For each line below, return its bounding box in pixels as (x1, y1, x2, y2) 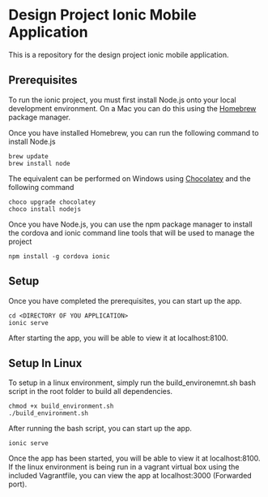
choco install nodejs (8, 205, 82, 213)
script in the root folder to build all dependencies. (8, 387, 172, 396)
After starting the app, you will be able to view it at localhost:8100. (8, 333, 228, 343)
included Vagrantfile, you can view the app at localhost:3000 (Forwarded (8, 471, 253, 481)
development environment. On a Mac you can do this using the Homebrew (8, 103, 257, 113)
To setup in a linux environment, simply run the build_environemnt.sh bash (8, 378, 257, 387)
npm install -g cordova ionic (8, 252, 111, 261)
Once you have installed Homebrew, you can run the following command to (8, 127, 259, 137)
